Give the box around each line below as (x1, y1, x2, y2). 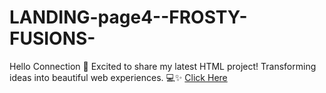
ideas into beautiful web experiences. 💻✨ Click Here (9, 71, 228, 83)
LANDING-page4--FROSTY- (9, 6, 248, 29)
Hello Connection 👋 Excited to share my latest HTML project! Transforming (9, 60, 317, 72)
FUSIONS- (9, 27, 96, 50)
